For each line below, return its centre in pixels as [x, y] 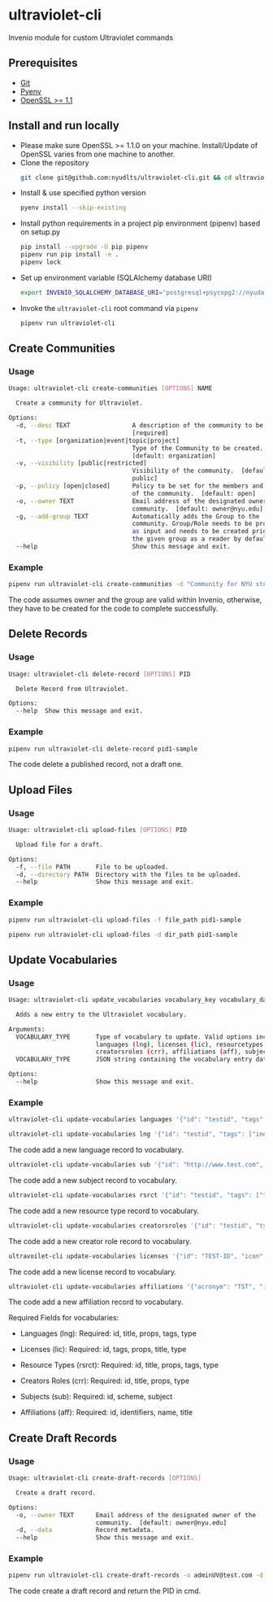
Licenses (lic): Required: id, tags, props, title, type [103, 1350]
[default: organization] [174, 456]
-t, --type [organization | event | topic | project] [98, 440]
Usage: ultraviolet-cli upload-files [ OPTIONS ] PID [97, 830]
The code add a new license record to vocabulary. [93, 1272]
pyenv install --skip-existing [73, 208]
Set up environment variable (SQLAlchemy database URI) [116, 278]
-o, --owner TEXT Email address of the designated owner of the [136, 1515]
